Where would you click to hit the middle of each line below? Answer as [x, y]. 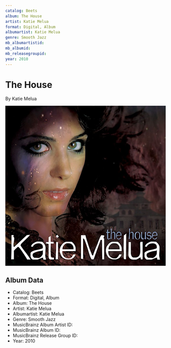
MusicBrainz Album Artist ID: [43, 325]
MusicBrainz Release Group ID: [45, 336]
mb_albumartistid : [25, 43]
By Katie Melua [21, 99]
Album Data [24, 280]
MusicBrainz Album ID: [37, 330]
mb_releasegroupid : [26, 53]
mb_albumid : [18, 48]
